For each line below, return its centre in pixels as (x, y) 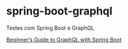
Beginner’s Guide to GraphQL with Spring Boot (64, 39)
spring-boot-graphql (59, 11)
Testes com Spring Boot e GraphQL (50, 28)
